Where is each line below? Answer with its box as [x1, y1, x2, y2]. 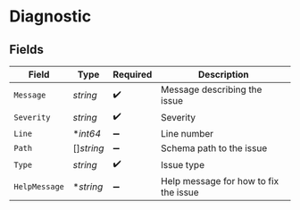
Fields [9, 42, 45, 57]
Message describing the [160, 83, 262, 96]
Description [197, 69, 249, 80]
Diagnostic [9, 6, 92, 27]
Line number [160, 128, 214, 139]
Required [112, 69, 153, 80]
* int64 [72, 128, 101, 139]
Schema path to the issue [160, 142, 268, 154]
